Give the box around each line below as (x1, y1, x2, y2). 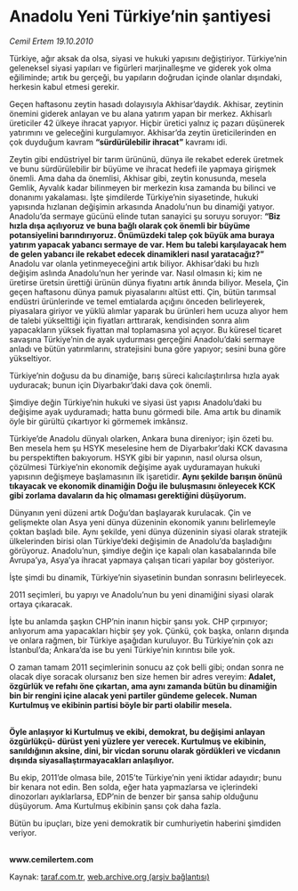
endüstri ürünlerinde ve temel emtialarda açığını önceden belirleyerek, (9, 296, 265, 307)
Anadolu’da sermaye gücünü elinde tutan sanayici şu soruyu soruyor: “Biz (9, 210, 281, 221)
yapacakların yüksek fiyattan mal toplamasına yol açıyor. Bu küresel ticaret (9, 324, 282, 335)
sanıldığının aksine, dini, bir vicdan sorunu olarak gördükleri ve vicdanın (9, 745, 281, 755)
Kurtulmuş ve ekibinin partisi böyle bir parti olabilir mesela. (9, 699, 233, 710)
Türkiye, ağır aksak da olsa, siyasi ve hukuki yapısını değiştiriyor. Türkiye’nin (9, 53, 287, 63)
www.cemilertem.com (9, 854, 93, 864)
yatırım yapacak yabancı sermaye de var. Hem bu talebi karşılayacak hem (9, 239, 287, 250)
